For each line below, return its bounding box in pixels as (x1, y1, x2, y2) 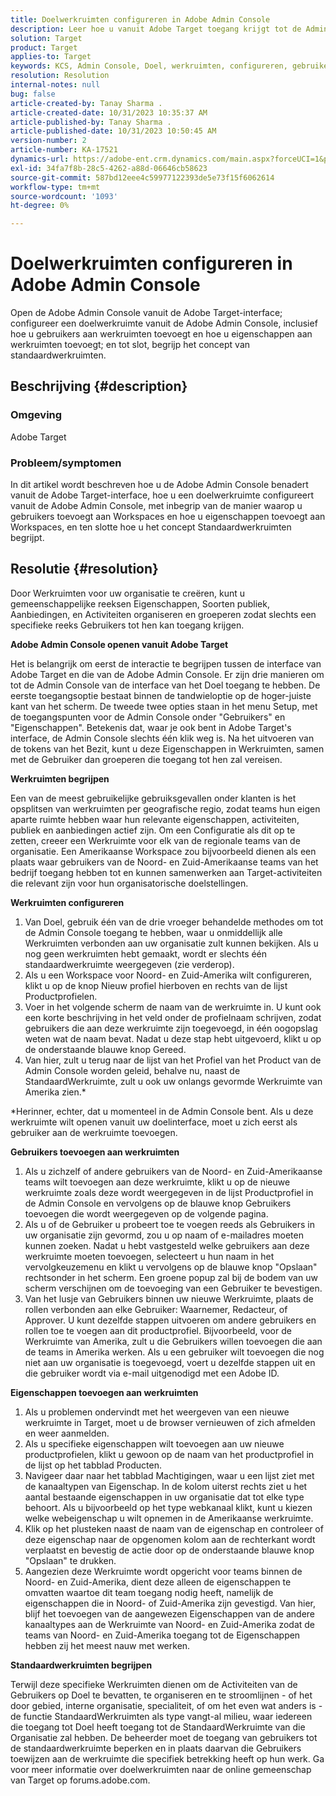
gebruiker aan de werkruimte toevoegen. (10, 1126, 178, 1138)
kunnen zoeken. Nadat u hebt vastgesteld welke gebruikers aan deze (24, 1239, 310, 1251)
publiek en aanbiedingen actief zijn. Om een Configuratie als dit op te (10, 824, 296, 836)
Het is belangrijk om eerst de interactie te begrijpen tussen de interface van (10, 657, 322, 670)
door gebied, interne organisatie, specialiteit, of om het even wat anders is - (10, 1699, 323, 1711)
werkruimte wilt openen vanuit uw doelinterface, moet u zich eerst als (10, 1116, 298, 1128)
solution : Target (10, 33, 83, 43)
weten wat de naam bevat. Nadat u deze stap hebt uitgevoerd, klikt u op (24, 1032, 322, 1045)
